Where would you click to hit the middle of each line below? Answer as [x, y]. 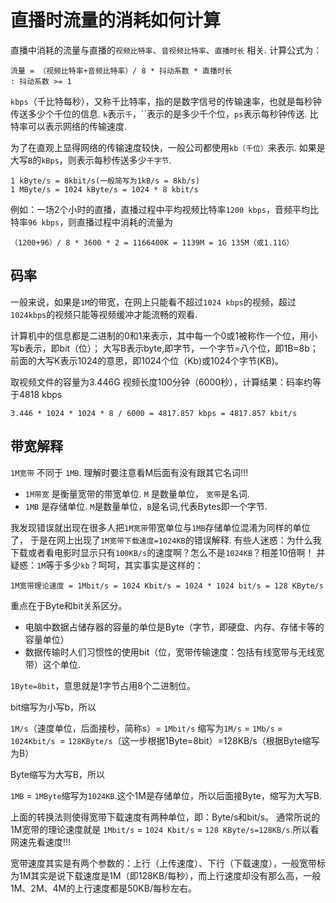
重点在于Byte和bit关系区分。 [69, 605]
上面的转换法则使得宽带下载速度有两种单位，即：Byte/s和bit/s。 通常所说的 [165, 817]
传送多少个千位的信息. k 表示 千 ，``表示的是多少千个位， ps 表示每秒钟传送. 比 [164, 113]
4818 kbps [40, 394]
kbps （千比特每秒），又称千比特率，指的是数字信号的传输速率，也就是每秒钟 [166, 101]
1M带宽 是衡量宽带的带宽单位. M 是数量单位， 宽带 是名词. [137, 493]
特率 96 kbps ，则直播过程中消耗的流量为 [92, 222]
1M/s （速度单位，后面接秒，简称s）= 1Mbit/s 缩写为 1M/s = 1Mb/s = [147, 728]
